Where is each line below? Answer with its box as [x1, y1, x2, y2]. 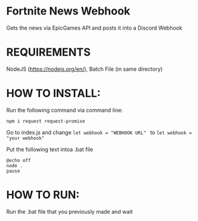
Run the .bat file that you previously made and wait [6, 208, 133, 215]
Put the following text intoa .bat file [6, 146, 93, 153]
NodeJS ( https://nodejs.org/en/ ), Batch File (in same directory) [6, 65, 163, 72]
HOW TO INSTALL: [6, 86, 101, 100]
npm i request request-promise [6, 118, 85, 124]
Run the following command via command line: [6, 106, 123, 114]
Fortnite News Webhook [6, 4, 131, 18]
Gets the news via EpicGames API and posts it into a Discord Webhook [6, 24, 183, 31]
